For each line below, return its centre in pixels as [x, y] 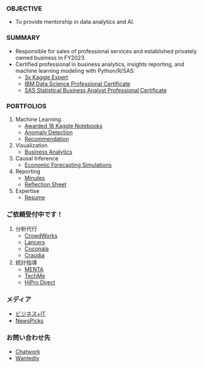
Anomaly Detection [48, 132]
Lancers [35, 242]
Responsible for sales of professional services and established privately [106, 51]
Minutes [35, 178]
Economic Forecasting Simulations [68, 165]
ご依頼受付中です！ [35, 214]
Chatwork [28, 351]
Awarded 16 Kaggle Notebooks [63, 126]
